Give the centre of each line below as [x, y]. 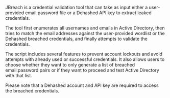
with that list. [19, 75]
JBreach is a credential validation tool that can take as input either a [77, 7]
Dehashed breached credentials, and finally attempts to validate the [77, 39]
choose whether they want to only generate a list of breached [70, 65]
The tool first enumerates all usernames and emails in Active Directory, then [85, 28]
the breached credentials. [32, 91]
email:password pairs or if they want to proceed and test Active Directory [82, 70]
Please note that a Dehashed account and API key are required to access [82, 85]
